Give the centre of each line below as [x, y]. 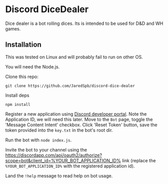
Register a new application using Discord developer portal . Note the [76, 114]
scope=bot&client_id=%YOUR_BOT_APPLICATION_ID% [63, 160]
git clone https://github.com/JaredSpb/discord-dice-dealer [70, 86]
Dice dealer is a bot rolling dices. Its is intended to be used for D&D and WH [84, 23]
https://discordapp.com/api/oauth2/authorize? [54, 155]
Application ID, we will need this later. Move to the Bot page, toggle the [79, 119]
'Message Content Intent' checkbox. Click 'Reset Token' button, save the [81, 125]
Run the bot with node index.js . [39, 140]
